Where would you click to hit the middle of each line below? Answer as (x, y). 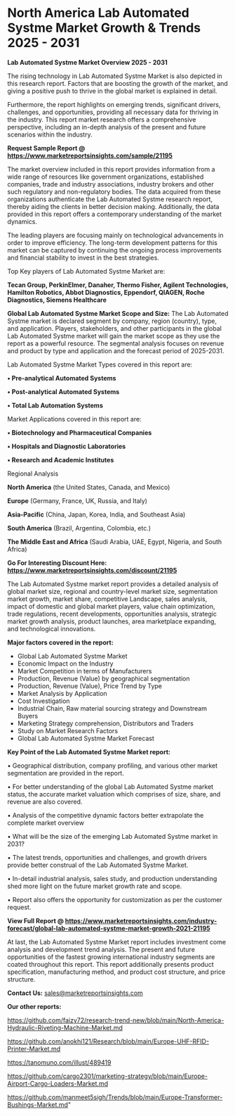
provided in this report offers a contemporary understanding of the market (115, 214)
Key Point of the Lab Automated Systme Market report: (89, 752)
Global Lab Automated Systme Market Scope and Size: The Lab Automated (118, 313)
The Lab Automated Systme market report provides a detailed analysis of (113, 584)
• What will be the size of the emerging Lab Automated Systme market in (113, 836)
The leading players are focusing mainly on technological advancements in (115, 235)
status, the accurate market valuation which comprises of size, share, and (114, 794)
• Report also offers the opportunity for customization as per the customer (115, 899)
